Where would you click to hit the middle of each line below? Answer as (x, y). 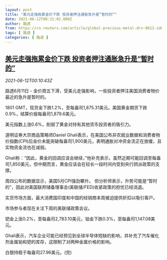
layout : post (19, 10)
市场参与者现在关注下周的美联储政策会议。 (49, 208)
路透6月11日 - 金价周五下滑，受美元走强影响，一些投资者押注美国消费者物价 (83, 90)
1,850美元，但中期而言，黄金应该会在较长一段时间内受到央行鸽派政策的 (82, 164)
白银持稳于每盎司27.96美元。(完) (39, 252)
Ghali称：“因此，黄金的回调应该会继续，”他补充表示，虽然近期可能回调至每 (81, 158)
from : (11, 28)
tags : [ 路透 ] (20, 33)
